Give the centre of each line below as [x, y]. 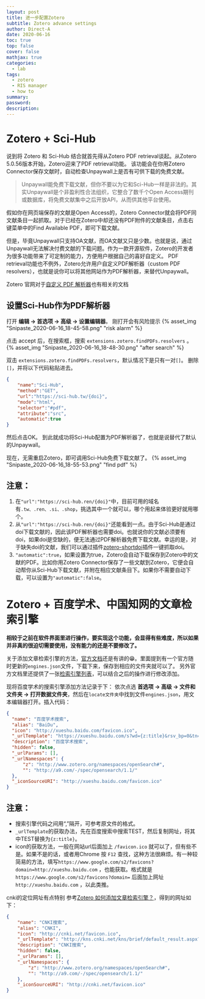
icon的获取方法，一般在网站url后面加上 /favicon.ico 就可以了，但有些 [103, 846]
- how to [23, 92]
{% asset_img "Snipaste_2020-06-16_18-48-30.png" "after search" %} [95, 348]
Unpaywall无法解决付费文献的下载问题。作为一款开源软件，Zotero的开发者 [100, 248]
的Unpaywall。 [25, 445]
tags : [13, 74]
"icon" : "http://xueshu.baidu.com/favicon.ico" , [75, 730]
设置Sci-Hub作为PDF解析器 [58, 305]
